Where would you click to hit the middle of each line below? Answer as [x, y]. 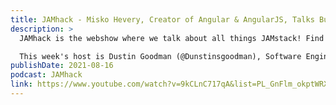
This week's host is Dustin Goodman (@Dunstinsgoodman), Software [160, 56]
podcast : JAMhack [46, 75]
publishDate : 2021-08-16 [62, 66]
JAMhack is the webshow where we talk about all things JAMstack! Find [172, 38]
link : [21, 84]
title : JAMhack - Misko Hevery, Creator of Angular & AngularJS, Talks [162, 19]
